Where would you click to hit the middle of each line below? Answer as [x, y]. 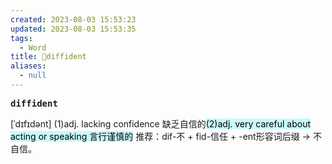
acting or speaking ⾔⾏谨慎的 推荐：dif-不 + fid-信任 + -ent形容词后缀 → [160, 136]
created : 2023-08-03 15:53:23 [73, 19]
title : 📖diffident [48, 57]
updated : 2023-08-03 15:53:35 [73, 29]
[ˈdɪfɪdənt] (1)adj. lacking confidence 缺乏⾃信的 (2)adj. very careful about [160, 123]
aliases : [28, 66]
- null [33, 76]
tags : [21, 38]
